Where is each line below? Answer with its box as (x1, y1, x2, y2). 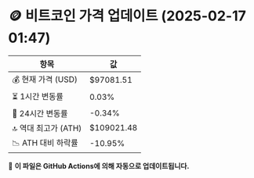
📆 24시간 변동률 (12, 108, 68, 119)
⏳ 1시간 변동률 (12, 91, 64, 101)
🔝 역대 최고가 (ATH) (12, 123, 82, 133)
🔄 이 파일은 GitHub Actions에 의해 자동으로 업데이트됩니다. (8, 161, 190, 170)
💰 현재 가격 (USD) (12, 73, 78, 84)
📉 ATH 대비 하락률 (12, 137, 78, 148)
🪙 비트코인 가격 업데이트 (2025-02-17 (8, 7, 247, 25)
